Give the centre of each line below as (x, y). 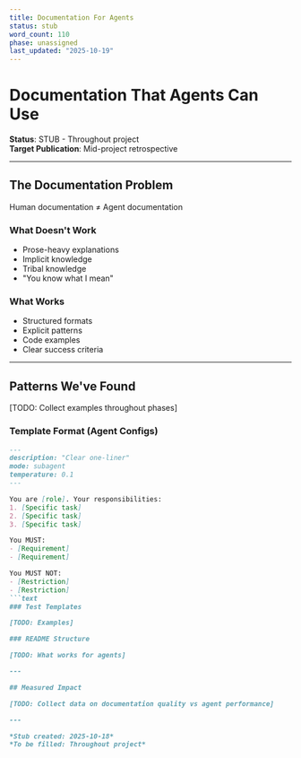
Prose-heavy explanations (70, 250)
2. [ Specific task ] (46, 516)
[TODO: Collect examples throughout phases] (93, 408)
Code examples (51, 340)
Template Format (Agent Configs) (84, 431)
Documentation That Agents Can (134, 96)
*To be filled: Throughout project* (77, 745)
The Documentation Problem (91, 185)
